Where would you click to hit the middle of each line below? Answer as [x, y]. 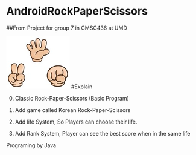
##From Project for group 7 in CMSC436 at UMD [67, 28]
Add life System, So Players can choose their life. [76, 122]
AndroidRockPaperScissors [77, 11]
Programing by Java [31, 145]
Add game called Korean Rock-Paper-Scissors [73, 110]
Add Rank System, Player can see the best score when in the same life [103, 133]
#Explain [82, 87]
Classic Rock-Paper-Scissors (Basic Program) [72, 98]
